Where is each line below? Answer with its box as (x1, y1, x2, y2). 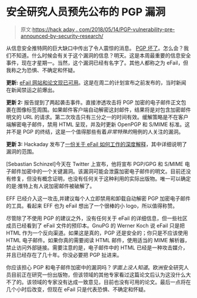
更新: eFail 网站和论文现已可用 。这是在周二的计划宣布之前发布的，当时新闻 (6, 79, 186, 86)
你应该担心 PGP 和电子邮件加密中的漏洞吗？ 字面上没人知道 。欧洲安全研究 (6, 263, 184, 270)
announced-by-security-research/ (20, 32, 104, 39)
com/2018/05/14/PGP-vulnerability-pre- (79, 26, 175, 33)
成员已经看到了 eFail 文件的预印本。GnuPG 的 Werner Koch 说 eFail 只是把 (6, 222, 185, 229)
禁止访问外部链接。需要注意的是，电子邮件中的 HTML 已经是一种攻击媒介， (6, 244, 188, 251)
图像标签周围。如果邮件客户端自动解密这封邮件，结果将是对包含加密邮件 (16, 106, 191, 113)
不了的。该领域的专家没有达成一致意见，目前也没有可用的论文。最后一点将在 (6, 278, 191, 285)
